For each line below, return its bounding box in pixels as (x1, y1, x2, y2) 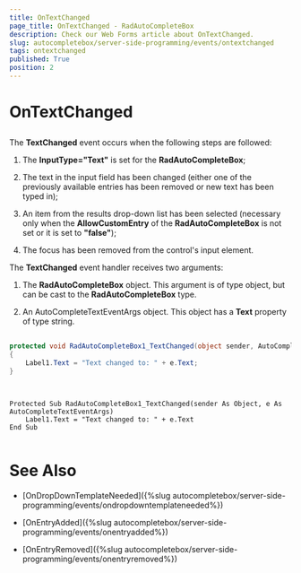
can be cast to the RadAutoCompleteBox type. (21, 289, 197, 300)
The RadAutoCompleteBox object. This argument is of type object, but (21, 280, 285, 291)
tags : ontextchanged (9, 47, 87, 56)
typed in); (21, 191, 58, 202)
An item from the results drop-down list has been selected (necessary (21, 208, 281, 220)
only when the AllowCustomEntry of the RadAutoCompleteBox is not (21, 218, 282, 229)
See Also (9, 460, 77, 481)
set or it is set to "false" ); (21, 228, 116, 239)
